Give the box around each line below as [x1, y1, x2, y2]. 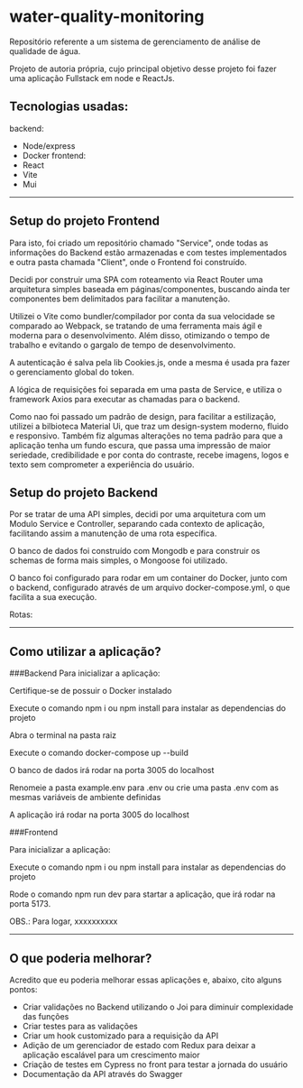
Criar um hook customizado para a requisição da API [22, 1030, 219, 1041]
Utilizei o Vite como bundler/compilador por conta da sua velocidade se [9, 310, 275, 321]
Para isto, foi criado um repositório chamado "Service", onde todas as [9, 237, 269, 248]
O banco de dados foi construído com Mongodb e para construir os [9, 546, 261, 557]
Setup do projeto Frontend [9, 214, 161, 229]
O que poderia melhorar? [9, 950, 152, 966]
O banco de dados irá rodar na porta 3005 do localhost [9, 765, 215, 776]
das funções [22, 1011, 69, 1021]
